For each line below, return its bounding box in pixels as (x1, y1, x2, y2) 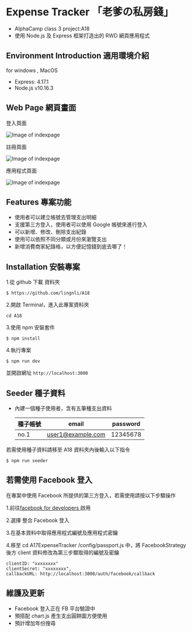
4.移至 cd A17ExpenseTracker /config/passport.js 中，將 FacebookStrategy (6, 541, 187, 548)
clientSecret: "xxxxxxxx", (6, 566, 72, 572)
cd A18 (6, 313, 22, 319)
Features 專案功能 (6, 197, 72, 207)
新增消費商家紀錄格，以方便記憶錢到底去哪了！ (14, 243, 127, 250)
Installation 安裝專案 (6, 262, 81, 272)
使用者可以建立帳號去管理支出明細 (14, 214, 97, 221)
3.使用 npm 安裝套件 (6, 324, 55, 331)
